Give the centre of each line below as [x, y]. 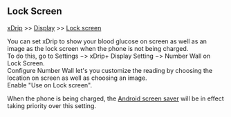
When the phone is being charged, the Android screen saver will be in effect [116, 98]
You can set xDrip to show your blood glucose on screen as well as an [107, 41]
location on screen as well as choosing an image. [77, 78]
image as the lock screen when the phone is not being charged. [98, 48]
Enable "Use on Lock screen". [49, 85]
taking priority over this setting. [52, 105]
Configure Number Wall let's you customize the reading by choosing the [110, 70]
